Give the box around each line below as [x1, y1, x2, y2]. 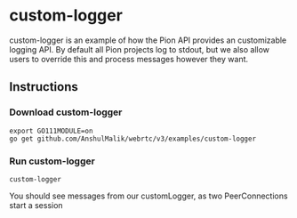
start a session [9, 199, 64, 210]
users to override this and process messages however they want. [9, 53, 249, 64]
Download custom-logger [9, 106, 123, 118]
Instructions [9, 79, 78, 94]
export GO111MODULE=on [9, 126, 93, 135]
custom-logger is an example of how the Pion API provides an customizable [9, 35, 287, 45]
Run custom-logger [9, 155, 95, 167]
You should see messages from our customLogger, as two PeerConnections [9, 190, 288, 201]
